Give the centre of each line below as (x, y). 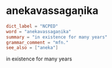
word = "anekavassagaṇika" (39, 31)
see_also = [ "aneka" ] (32, 48)
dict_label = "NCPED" (32, 26)
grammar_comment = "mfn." (37, 42)
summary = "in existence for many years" (57, 37)
